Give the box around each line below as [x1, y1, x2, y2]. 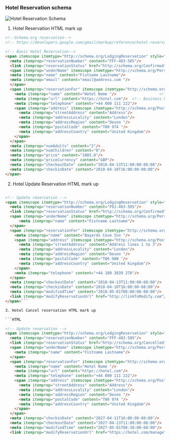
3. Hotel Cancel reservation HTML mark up [5, 308, 96, 313]
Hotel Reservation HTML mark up [12, 25, 82, 31]
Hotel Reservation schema [5, 4, 72, 11]
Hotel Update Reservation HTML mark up [12, 180, 99, 187]
